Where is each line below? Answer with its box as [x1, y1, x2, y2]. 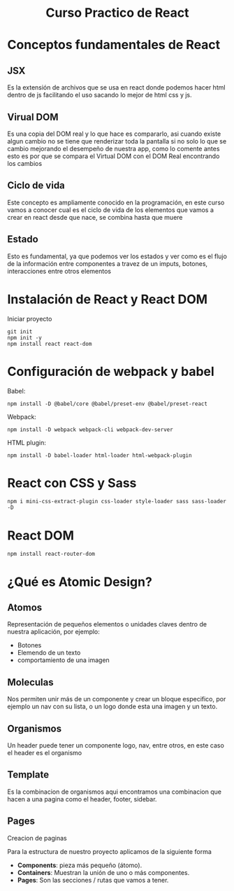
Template [7, 769, 50, 781]
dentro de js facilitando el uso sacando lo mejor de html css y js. [7, 91, 192, 99]
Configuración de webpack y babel [7, 363, 214, 379]
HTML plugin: [7, 438, 47, 447]
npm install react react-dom [7, 340, 92, 347]
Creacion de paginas [7, 834, 68, 842]
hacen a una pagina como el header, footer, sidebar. [7, 794, 157, 803]
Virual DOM [7, 111, 59, 123]
